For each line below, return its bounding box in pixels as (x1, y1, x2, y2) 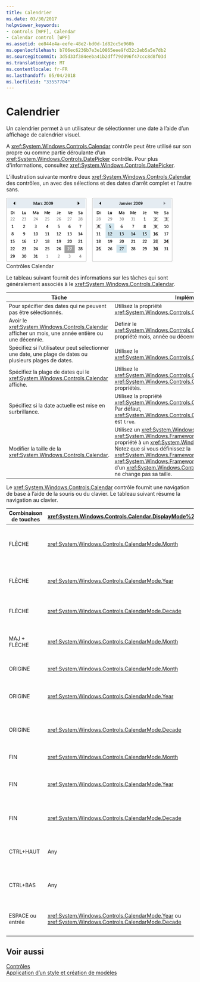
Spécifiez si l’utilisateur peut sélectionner (8, 344, 110, 352)
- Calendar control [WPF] (6, 35, 70, 41)
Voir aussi (6, 947, 44, 957)
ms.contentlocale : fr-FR (6, 66, 68, 72)
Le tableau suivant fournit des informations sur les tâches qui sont (6, 274, 168, 281)
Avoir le (8, 317, 27, 324)
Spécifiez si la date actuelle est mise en (8, 402, 105, 409)
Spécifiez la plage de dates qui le (8, 368, 90, 375)
